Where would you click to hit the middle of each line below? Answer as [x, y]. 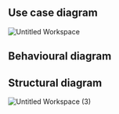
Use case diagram [53, 13]
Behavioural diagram [60, 57]
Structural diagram [55, 82]
